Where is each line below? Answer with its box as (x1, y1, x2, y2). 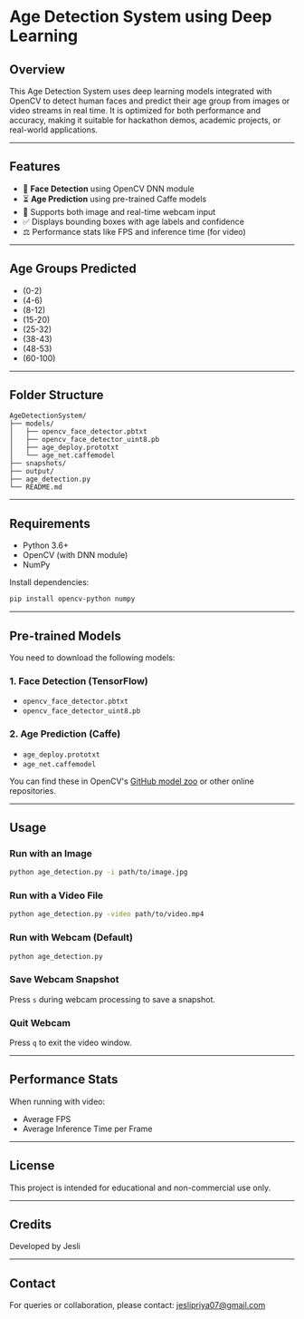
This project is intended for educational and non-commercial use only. (9, 1182, 271, 1193)
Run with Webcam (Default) (9, 932, 134, 944)
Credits (9, 1217, 52, 1233)
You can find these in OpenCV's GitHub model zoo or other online (9, 776, 255, 787)
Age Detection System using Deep (9, 6, 272, 27)
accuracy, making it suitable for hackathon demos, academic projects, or (9, 115, 281, 125)
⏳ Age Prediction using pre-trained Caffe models (22, 193, 207, 204)
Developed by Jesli (9, 1241, 81, 1252)
